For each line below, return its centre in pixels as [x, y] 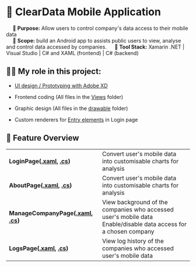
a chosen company [128, 231]
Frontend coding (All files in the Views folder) [69, 97]
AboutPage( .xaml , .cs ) [41, 185]
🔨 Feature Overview [43, 138]
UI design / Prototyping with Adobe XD [61, 85]
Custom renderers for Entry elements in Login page [76, 119]
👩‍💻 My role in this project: [54, 72]
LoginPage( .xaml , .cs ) [40, 161]
